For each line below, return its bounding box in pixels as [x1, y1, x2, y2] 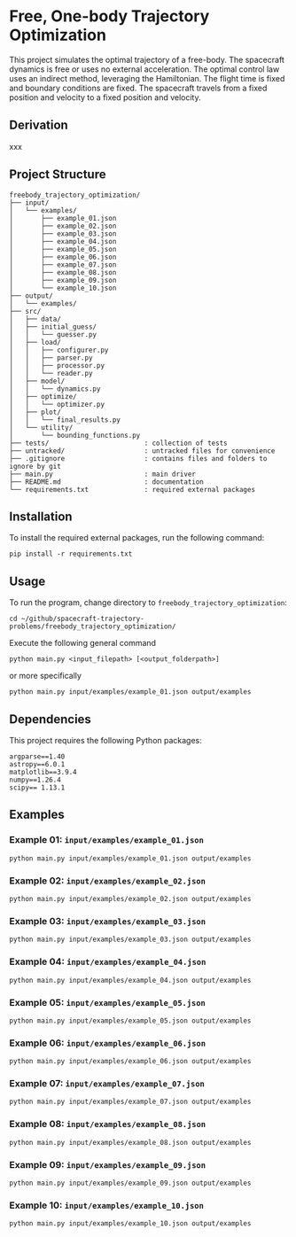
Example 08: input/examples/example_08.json [9, 1118, 206, 1131]
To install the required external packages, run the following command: [9, 533, 265, 543]
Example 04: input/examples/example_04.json [9, 955, 206, 968]
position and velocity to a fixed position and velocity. [9, 91, 201, 103]
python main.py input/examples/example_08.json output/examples [9, 1138, 252, 1147]
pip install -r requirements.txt [9, 549, 133, 559]
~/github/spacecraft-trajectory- [20, 614, 144, 624]
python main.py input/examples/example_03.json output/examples [9, 935, 252, 945]
